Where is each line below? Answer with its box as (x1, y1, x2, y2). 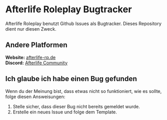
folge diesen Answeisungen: (5, 93, 66, 100)
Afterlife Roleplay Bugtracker (5, 4, 132, 15)
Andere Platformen (5, 41, 68, 50)
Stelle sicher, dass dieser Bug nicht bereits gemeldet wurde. (12, 103, 140, 109)
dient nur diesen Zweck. (5, 26, 57, 32)
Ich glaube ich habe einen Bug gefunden (5, 75, 137, 83)
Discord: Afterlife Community (5, 60, 68, 66)
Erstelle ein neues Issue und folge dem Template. (12, 109, 117, 115)
